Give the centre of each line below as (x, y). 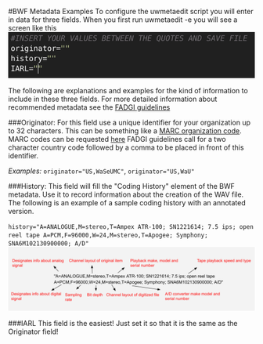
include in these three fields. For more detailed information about (113, 99)
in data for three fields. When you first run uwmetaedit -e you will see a (123, 20)
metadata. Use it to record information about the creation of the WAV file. (126, 194)
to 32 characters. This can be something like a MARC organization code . (125, 131)
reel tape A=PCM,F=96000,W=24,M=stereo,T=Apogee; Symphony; (108, 235)
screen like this (32, 28)
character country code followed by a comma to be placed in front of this (126, 147)
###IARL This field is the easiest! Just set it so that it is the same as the (123, 324)
